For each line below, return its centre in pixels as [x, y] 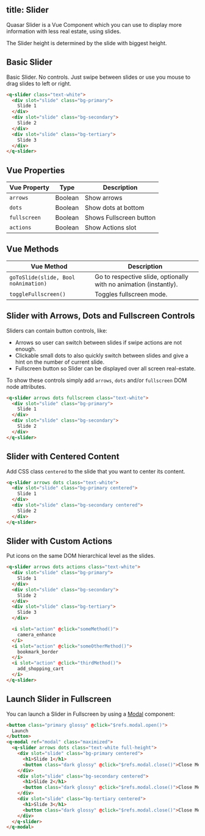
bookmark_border [38, 652]
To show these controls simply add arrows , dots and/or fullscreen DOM [97, 380]
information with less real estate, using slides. [64, 31]
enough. [26, 349]
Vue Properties [36, 170]
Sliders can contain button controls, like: [57, 330]
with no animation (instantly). [136, 284]
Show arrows [104, 198]
